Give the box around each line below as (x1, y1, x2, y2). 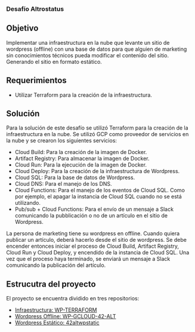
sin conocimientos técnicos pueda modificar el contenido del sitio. (6, 51, 169, 59)
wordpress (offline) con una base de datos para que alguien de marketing (6, 45, 187, 53)
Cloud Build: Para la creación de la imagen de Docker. (14, 149, 147, 156)
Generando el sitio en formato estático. (6, 58, 103, 65)
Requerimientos (6, 75, 67, 85)
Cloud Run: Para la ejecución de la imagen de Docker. (14, 161, 147, 168)
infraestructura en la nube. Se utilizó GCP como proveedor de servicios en (6, 131, 189, 138)
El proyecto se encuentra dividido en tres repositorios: (6, 295, 140, 302)
